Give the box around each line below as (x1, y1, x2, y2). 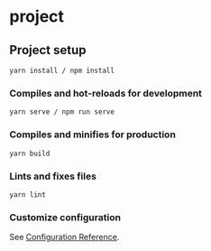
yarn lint (9, 190, 47, 200)
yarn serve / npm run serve (9, 107, 115, 116)
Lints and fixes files (9, 170, 97, 182)
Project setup (9, 42, 87, 58)
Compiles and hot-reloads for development (9, 87, 203, 99)
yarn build (9, 149, 50, 158)
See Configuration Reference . (9, 232, 120, 243)
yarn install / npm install (9, 66, 115, 75)
